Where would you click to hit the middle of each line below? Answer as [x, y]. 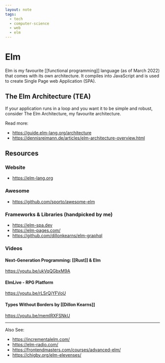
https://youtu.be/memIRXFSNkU [38, 315]
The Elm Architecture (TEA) [48, 97]
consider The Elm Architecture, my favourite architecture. [63, 113]
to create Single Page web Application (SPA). [51, 81]
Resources [22, 153]
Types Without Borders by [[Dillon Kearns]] [50, 304]
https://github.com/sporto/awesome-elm [54, 201]
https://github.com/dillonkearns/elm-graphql [57, 236]
